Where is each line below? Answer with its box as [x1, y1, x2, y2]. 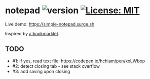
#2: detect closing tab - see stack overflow [12, 63, 100, 69]
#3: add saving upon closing [12, 68, 71, 74]
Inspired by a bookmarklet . [5, 30, 60, 36]
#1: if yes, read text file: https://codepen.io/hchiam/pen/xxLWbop [12, 58, 145, 64]
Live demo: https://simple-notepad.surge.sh [5, 21, 95, 27]
